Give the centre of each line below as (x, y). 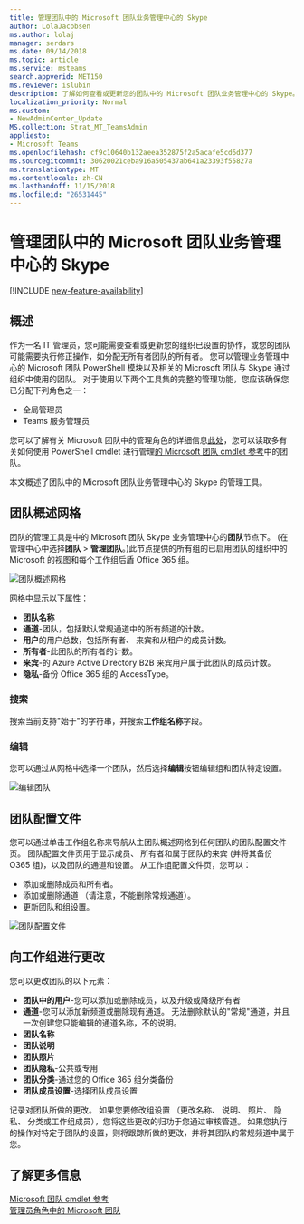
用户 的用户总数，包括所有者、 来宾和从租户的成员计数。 (127, 640)
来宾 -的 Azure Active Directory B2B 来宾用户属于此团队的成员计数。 (149, 662)
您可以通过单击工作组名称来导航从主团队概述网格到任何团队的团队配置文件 (148, 842)
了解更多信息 (45, 1176)
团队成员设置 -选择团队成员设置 (80, 1090)
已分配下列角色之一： (49, 390)
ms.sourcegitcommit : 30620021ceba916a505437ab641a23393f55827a (131, 161)
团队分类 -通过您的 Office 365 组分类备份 (98, 1079)
